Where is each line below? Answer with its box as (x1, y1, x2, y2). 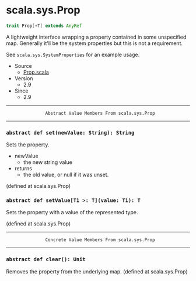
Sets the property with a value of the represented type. (6, 209, 138, 216)
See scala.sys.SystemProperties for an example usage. (6, 51, 140, 58)
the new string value (23, 159, 73, 166)
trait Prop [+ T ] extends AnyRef (6, 23, 82, 29)
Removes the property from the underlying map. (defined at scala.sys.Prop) (6, 268, 188, 275)
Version (14, 74, 33, 82)
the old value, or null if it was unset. (23, 171, 109, 179)
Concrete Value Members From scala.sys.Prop (45, 237, 156, 243)
